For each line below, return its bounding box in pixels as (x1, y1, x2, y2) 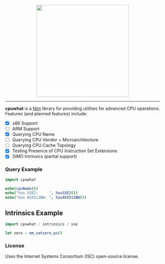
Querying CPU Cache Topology (12, 142, 76, 148)
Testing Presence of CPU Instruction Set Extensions (12, 148, 117, 154)
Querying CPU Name (12, 132, 55, 137)
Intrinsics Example (5, 209, 63, 217)
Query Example (5, 166, 43, 173)
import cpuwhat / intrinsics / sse (5, 222, 78, 227)
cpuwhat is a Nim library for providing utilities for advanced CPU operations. (5, 106, 160, 111)
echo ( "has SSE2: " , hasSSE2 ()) (5, 190, 78, 196)
